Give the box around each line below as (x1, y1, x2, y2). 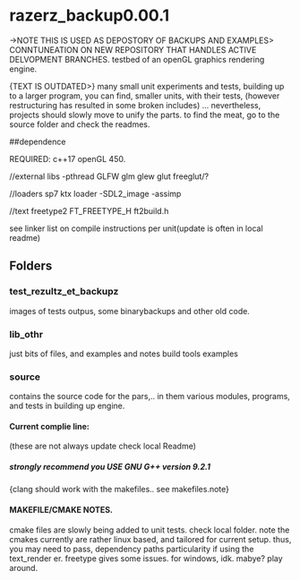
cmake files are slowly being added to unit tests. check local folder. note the (9, 525, 290, 535)
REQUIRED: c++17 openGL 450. (9, 153, 126, 164)
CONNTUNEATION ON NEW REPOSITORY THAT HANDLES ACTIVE (9, 44, 257, 55)
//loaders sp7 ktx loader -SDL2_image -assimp (9, 188, 182, 199)
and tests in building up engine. (9, 400, 125, 412)
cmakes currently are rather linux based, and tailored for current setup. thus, (9, 533, 292, 544)
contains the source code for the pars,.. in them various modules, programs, (9, 391, 291, 402)
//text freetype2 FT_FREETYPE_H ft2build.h (9, 205, 169, 216)
